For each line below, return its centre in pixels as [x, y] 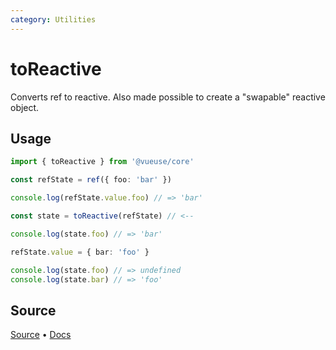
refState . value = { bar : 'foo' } [80, 252]
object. [25, 107]
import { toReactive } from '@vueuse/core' [102, 162]
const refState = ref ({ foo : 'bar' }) [91, 180]
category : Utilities [53, 19]
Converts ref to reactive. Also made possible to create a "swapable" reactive [168, 97]
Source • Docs [41, 335]
